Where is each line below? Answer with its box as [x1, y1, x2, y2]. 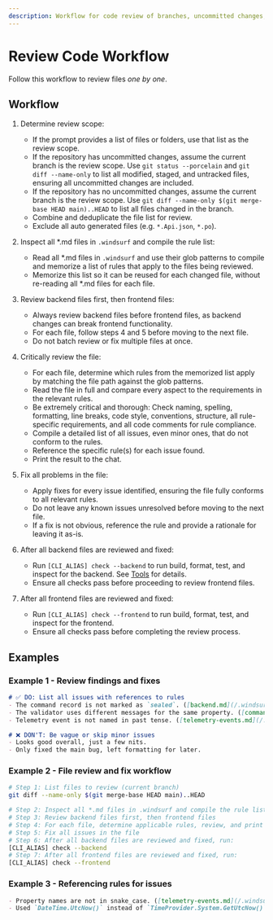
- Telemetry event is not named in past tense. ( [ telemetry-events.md [8, 716, 253, 725]
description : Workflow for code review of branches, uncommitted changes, [8, 11, 267, 20]
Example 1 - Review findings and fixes [8, 675, 161, 686]
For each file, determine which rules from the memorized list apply [32, 368, 255, 378]
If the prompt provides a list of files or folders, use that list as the [32, 135, 249, 145]
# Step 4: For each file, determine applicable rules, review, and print [8, 821, 264, 829]
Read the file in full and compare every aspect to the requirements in [32, 385, 262, 395]
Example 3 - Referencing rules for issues [8, 878, 172, 890]
